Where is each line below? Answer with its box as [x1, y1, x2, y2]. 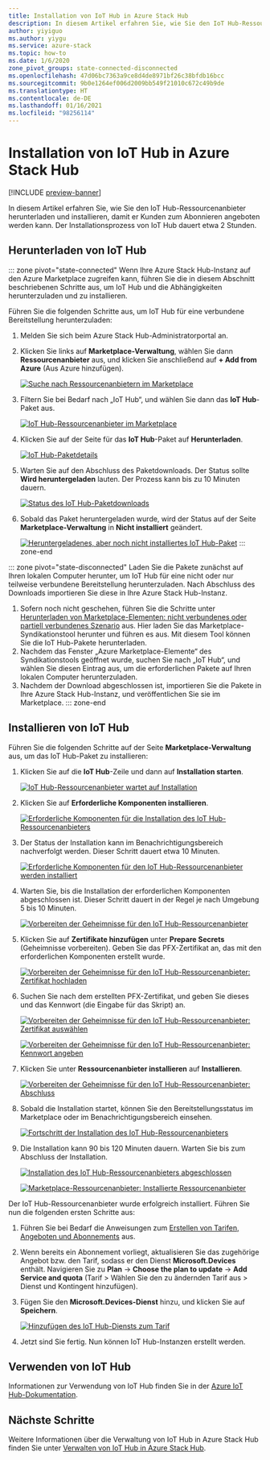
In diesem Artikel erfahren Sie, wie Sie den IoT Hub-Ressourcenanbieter [8, 203, 247, 213]
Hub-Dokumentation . [8, 1390, 79, 1400]
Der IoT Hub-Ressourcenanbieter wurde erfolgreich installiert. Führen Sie [8, 1198, 251, 1209]
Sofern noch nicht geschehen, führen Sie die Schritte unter [19, 603, 215, 613]
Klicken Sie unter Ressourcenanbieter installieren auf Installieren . [19, 1064, 243, 1073]
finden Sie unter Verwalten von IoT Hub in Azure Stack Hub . [8, 1443, 207, 1453]
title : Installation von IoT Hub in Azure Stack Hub [8, 11, 189, 20]
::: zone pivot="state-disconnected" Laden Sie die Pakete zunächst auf [8, 562, 243, 572]
